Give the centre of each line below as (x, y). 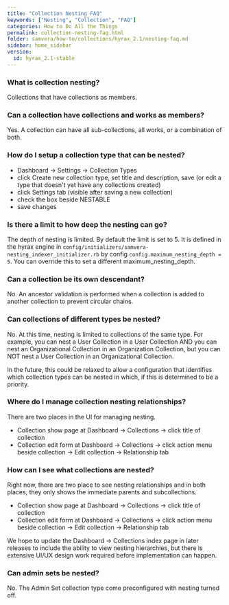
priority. (18, 384)
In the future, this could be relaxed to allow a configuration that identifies (110, 369)
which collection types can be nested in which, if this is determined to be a (113, 377)
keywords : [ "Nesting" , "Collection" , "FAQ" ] (72, 20)
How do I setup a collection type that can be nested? (96, 155)
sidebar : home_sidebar (39, 45)
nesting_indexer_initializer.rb (53, 254)
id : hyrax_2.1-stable (44, 58)
